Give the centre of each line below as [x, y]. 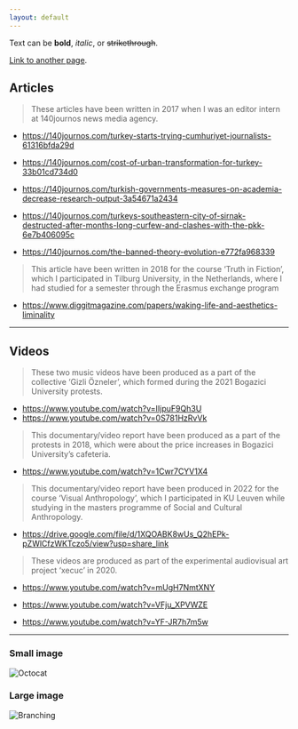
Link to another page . [48, 60]
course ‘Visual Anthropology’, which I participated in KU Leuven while [158, 498]
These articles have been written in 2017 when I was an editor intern [156, 109]
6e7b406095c [48, 235]
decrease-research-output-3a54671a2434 [100, 199]
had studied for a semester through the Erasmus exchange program [155, 288]
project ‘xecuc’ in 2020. [74, 571]
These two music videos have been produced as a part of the [143, 373]
